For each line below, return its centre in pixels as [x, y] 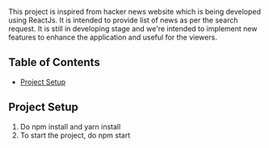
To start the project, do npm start [75, 135]
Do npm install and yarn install [70, 126]
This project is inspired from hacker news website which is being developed [134, 12]
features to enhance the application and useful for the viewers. [113, 37]
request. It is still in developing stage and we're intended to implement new [133, 29]
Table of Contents [55, 62]
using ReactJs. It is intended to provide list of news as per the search [123, 20]
